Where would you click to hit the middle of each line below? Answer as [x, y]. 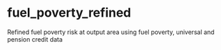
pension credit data [35, 39]
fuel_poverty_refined [69, 13]
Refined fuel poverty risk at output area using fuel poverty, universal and [111, 32]
